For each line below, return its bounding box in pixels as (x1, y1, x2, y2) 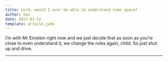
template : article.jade (5, 21, 55, 26)
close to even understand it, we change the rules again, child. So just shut (5, 40, 157, 46)
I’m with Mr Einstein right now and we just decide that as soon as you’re (5, 35, 153, 41)
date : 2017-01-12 (5, 16, 41, 21)
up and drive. (5, 45, 32, 51)
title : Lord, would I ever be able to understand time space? (5, 7, 137, 12)
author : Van (5, 12, 30, 17)
